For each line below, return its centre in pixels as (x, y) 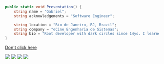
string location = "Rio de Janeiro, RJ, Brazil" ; (65, 25)
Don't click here (21, 48)
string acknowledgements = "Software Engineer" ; (64, 16)
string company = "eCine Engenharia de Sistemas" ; (66, 29)
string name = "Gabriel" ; (40, 11)
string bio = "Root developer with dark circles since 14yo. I (80, 34)
